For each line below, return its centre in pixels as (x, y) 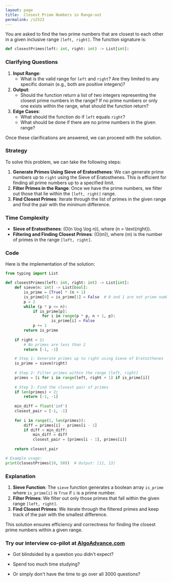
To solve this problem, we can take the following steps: (63, 162)
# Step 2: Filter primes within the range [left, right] (77, 373)
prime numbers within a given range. (44, 530)
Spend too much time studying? (46, 564)
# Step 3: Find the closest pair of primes (62, 387)
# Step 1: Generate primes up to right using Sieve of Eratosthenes (89, 359)
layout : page (19, 10)
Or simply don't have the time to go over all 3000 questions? (77, 574)
